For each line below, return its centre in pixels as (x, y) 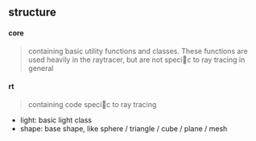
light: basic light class (56, 120)
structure (32, 12)
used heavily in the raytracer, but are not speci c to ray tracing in (136, 60)
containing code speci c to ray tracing (92, 104)
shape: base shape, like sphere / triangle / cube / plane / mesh (124, 128)
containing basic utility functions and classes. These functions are (138, 51)
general (41, 68)
